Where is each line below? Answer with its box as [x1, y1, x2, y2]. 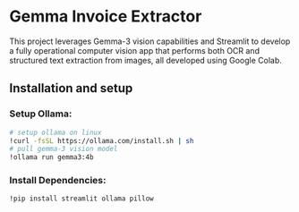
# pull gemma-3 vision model [9, 145, 118, 154]
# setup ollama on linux [9, 128, 102, 137]
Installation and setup [9, 81, 133, 96]
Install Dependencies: [9, 174, 107, 187]
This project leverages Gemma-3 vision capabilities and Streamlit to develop [9, 36, 291, 47]
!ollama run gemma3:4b [9, 153, 94, 162]
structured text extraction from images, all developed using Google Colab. [9, 55, 282, 65]
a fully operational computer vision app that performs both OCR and [9, 45, 260, 55]
